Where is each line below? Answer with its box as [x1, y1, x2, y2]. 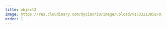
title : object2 [5, 7, 37, 12]
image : [5, 12, 19, 17]
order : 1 [5, 16, 23, 21]
